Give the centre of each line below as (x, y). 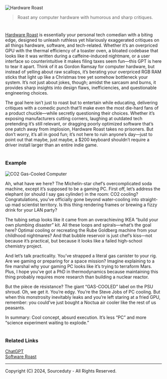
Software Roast (21, 357)
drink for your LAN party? (31, 210)
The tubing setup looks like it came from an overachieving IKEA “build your (82, 220)
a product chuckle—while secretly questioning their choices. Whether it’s (80, 113)
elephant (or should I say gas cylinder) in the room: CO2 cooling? (72, 194)
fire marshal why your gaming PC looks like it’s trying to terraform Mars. (79, 266)
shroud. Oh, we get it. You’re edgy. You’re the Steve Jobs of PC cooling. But (83, 292)
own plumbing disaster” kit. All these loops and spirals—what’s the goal (78, 225)
